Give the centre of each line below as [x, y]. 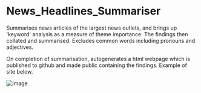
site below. [20, 71]
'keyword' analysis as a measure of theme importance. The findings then [97, 34]
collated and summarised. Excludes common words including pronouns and [101, 40]
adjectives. [20, 47]
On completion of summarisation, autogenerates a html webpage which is [98, 59]
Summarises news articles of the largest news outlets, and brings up [92, 28]
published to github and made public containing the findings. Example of [97, 65]
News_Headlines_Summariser [84, 11]
